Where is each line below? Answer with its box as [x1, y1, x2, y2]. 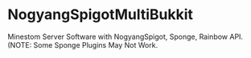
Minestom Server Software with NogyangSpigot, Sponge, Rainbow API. [7, 32, 243, 41]
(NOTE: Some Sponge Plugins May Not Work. [7, 40, 158, 49]
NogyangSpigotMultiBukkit [7, 6, 194, 24]
